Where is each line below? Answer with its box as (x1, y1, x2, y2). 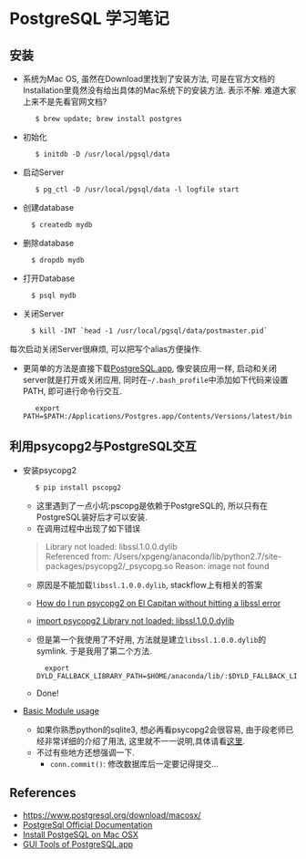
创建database (22, 202, 75, 212)
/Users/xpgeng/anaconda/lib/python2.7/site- (113, 551, 282, 562)
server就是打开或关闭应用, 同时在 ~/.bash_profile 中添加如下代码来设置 (22, 375, 289, 385)
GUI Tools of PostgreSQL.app (22, 838, 134, 849)
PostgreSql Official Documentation (22, 819, 153, 830)
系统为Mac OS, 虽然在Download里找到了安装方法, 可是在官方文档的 (22, 74, 276, 84)
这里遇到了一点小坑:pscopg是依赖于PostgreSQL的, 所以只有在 (36, 500, 269, 511)
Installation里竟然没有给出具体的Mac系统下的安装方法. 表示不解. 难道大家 (22, 85, 297, 96)
